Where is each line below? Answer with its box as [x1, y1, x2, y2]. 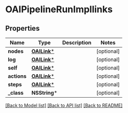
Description [62, 39, 92, 46]
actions [8, 73, 27, 80]
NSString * [31, 89, 58, 96]
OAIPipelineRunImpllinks [5, 4, 113, 15]
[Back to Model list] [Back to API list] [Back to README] [5, 102, 123, 108]
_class [8, 89, 24, 96]
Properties [5, 24, 40, 33]
